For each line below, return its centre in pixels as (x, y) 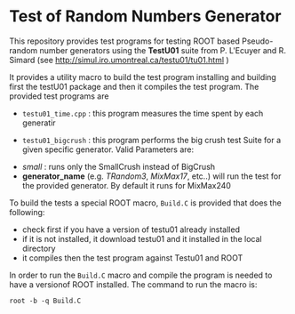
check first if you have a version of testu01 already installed (131, 229)
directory (39, 248)
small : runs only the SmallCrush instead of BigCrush (119, 166)
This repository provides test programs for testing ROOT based (124, 41)
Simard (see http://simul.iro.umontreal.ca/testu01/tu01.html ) (119, 60)
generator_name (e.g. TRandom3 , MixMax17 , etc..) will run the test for (151, 176)
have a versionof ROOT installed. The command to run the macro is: (133, 284)
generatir (39, 123)
